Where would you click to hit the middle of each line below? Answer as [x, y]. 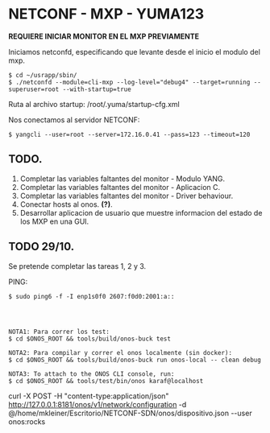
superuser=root [34, 89]
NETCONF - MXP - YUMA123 [106, 14]
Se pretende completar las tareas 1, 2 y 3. [77, 266]
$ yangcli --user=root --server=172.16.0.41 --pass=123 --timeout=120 [129, 134]
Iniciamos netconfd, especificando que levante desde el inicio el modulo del [134, 52]
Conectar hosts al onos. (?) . [66, 204]
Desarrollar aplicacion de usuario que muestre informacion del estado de [141, 212]
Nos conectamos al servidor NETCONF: [74, 120]
